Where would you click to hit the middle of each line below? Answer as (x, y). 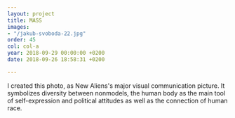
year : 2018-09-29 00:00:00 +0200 (56, 53)
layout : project (31, 14)
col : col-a (23, 46)
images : (19, 27)
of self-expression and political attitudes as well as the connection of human (117, 100)
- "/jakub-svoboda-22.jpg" (47, 33)
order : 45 (22, 40)
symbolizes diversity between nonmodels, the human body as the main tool (116, 93)
